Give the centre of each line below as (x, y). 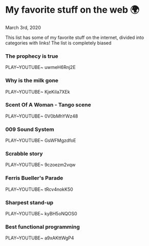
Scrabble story (24, 154)
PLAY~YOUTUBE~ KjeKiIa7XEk (38, 92)
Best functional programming (43, 227)
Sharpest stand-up (29, 203)
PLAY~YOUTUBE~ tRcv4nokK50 (39, 189)
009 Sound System (30, 129)
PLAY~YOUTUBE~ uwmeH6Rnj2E (40, 68)
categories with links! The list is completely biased (58, 43)
